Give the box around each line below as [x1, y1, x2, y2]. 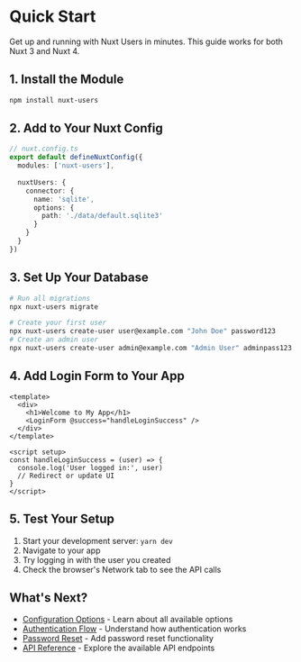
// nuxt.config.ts [9, 144, 78, 154]
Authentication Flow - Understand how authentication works [22, 623, 247, 634]
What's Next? [9, 590, 88, 605]
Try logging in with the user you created [22, 554, 171, 565]
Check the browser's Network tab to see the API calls [22, 564, 222, 575]
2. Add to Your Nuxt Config [9, 121, 164, 136]
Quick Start [9, 6, 96, 27]
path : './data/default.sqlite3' [41, 212, 164, 221]
